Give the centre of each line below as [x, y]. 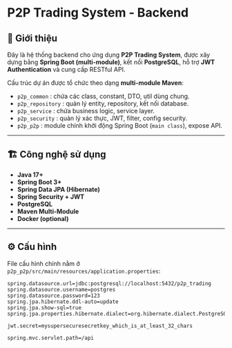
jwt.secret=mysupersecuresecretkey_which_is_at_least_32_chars [100, 326]
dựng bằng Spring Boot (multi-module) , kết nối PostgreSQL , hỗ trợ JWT [111, 62]
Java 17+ [30, 175]
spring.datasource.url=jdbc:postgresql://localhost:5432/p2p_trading [109, 283]
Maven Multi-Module [48, 211]
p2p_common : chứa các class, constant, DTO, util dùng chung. [103, 96]
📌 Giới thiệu [32, 38]
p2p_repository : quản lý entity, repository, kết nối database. [103, 104]
